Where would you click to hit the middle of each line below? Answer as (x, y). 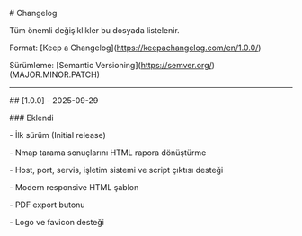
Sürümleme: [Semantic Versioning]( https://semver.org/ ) (112, 65)
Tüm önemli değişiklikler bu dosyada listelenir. (94, 30)
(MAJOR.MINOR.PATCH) (55, 74)
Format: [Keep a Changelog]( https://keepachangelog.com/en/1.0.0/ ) (135, 48)
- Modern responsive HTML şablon (74, 187)
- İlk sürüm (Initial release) (58, 135)
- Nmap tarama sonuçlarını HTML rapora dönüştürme (108, 153)
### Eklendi (31, 118)
